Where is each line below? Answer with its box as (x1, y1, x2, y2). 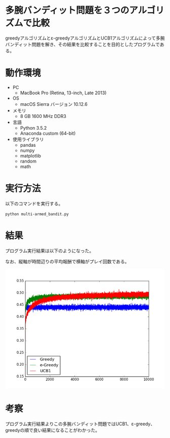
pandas (20, 142, 36, 148)
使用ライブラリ (12, 136, 44, 142)
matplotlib (20, 152, 41, 158)
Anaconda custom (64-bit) (20, 130, 76, 136)
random (20, 158, 37, 164)
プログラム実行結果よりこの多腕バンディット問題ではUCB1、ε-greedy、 (5, 421, 155, 427)
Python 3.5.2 (20, 125, 47, 131)
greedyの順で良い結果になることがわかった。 (5, 427, 100, 433)
